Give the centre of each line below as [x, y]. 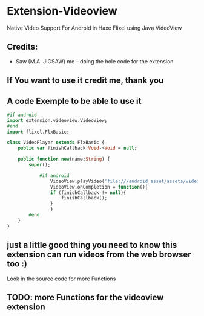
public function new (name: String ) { [64, 159]
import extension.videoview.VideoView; [57, 120]
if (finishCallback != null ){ [88, 192]
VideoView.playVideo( [77, 181]
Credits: [22, 47]
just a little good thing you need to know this [92, 245]
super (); [40, 165]
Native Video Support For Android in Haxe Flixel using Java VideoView [94, 28]
